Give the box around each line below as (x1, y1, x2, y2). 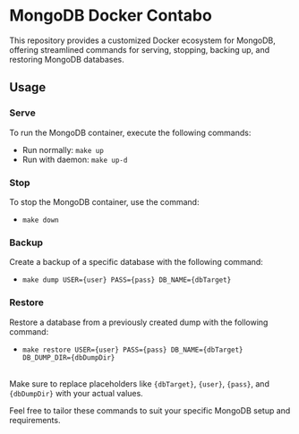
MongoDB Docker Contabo (9, 5, 212, 26)
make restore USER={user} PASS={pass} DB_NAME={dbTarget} (21, 345, 243, 354)
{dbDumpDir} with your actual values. (9, 387, 143, 398)
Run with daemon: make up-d (21, 154, 128, 165)
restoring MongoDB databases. (9, 54, 125, 64)
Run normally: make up (21, 144, 105, 155)
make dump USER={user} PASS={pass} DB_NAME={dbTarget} (21, 276, 232, 285)
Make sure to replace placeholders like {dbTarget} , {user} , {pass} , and (9, 378, 270, 389)
